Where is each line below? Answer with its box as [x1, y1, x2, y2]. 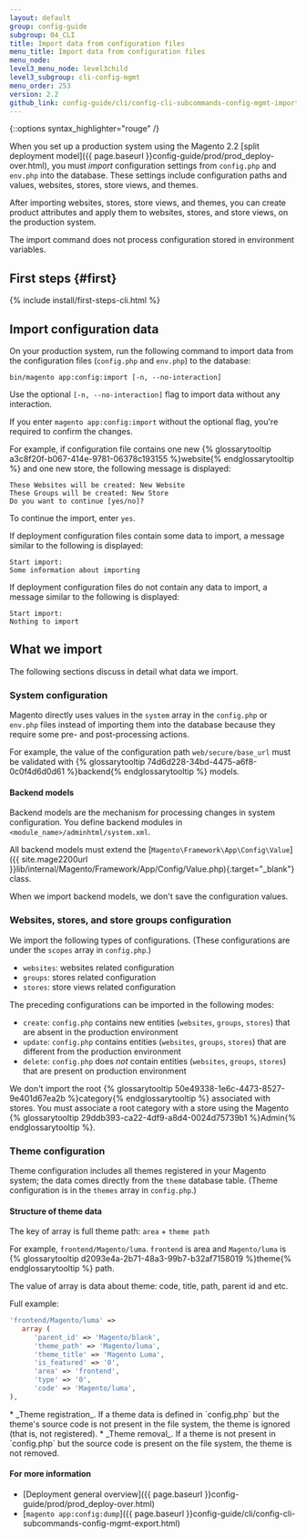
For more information [9, 1469, 92, 1480]
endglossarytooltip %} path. [9, 1263, 116, 1274]
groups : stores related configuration [22, 971, 157, 982]
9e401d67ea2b [9, 1093, 66, 1104]
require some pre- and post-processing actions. [9, 729, 189, 740]
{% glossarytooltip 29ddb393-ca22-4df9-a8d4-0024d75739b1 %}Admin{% [9, 1112, 296, 1123]
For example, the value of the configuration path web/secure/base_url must [9, 747, 291, 758]
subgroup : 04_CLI [9, 30, 76, 39]
